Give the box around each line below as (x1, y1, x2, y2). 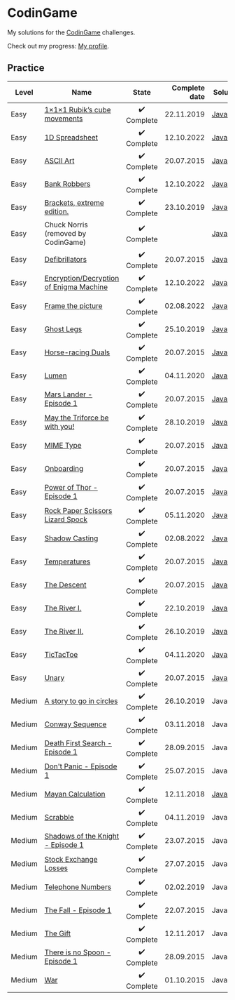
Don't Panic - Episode (44, 761, 117, 771)
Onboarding (44, 464, 84, 474)
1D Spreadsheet (44, 133, 99, 142)
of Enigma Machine (44, 282, 108, 292)
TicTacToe (44, 650, 78, 660)
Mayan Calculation (44, 789, 106, 799)
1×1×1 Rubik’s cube (44, 105, 111, 115)
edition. (44, 207, 69, 217)
